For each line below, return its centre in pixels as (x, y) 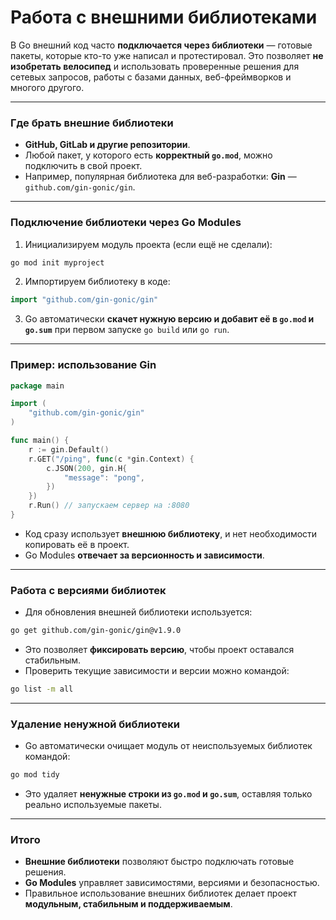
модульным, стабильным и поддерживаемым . (128, 904)
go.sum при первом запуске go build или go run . (127, 330)
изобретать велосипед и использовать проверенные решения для (155, 66)
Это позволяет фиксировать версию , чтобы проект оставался (159, 650)
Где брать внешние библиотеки (92, 123)
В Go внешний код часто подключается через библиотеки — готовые (161, 45)
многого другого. (47, 87)
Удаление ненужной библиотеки (95, 724)
